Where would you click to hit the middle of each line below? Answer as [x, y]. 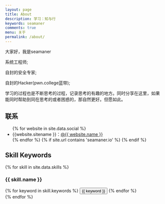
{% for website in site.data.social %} [49, 128]
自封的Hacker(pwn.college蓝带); [38, 83]
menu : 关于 [15, 32]
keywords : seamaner [25, 23]
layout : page [18, 10]
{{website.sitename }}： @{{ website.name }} [57, 134]
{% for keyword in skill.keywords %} [42, 191]
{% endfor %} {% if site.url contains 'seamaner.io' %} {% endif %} [79, 140]
